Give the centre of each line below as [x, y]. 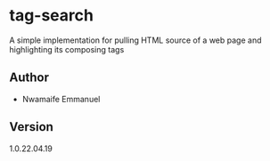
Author [29, 78]
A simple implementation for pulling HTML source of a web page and [135, 40]
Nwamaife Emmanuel [61, 99]
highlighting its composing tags [67, 49]
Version [31, 127]
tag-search [51, 16]
